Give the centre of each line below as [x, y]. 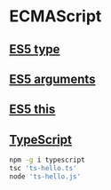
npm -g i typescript [48, 160]
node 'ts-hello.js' [45, 176]
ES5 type [35, 49]
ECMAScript [55, 16]
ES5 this [32, 110]
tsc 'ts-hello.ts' [43, 169]
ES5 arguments [52, 79]
